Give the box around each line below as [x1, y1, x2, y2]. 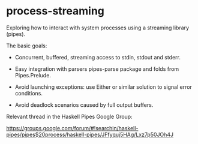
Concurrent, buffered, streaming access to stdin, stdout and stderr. [14, 53, 181, 61]
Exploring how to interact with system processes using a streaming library [6, 24, 190, 31]
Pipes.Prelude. [14, 71, 51, 79]
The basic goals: [6, 42, 47, 49]
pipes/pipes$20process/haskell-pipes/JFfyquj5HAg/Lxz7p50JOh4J [6, 131, 174, 138]
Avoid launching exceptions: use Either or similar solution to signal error [14, 83, 192, 91]
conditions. [14, 89, 43, 97]
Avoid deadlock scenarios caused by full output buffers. [14, 101, 154, 109]
